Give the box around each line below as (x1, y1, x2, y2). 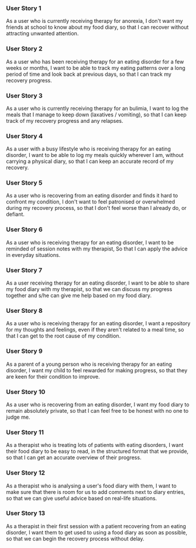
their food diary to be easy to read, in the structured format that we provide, (6, 448, 189, 455)
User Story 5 (6, 179, 43, 187)
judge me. (6, 413, 30, 420)
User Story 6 (6, 225, 43, 233)
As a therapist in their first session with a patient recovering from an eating (6, 522, 186, 530)
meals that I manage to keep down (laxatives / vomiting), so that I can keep (6, 111, 187, 118)
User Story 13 (6, 509, 46, 517)
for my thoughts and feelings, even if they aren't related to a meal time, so (6, 326, 184, 333)
